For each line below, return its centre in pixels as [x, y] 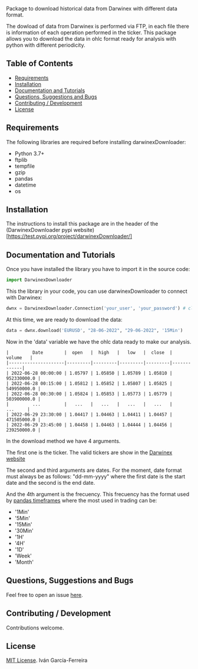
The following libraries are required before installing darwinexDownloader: [96, 142]
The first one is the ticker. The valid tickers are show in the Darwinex [89, 452]
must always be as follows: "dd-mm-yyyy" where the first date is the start [96, 476]
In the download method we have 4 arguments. [63, 441]
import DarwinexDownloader [39, 280]
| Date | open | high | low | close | [89, 353]
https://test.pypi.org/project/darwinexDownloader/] [70, 236]
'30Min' [24, 530]
